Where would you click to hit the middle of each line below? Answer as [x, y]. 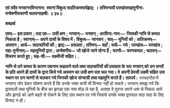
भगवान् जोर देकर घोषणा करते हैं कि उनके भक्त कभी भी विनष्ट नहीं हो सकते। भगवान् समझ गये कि [82, 84]
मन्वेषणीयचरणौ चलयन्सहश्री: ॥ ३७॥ [34, 13]
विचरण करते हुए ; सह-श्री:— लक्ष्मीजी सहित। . [42, 56]
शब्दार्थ [10, 23]
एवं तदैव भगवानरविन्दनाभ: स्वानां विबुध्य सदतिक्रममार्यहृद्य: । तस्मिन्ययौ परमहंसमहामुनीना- [75, 8]
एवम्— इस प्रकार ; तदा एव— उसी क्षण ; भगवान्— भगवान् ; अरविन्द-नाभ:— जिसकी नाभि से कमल [83, 34]
